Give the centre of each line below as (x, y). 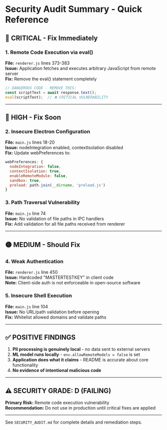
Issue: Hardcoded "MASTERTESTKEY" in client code (59, 277)
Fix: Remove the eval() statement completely (51, 79)
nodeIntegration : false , (35, 167)
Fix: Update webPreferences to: (38, 153)
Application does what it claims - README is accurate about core (80, 360)
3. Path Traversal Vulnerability (43, 202)
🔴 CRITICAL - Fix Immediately (51, 38)
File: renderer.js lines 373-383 (38, 63)
